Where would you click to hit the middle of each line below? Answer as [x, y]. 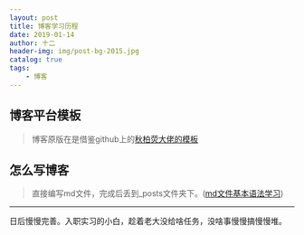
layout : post [34, 18]
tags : [19, 69]
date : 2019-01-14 [42, 34]
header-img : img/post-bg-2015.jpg [75, 52]
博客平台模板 [45, 115]
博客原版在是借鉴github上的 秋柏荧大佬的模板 [115, 139]
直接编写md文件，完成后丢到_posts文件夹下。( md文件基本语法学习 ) [157, 193]
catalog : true [36, 60]
